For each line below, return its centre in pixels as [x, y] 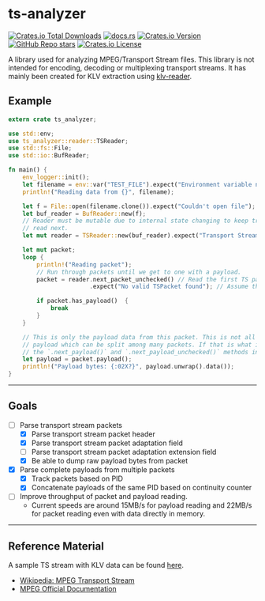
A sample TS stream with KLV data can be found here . [96, 565]
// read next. [45, 229]
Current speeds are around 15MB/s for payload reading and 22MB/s [142, 505]
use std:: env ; [32, 134]
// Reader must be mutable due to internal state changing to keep [135, 221]
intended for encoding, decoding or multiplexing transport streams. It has [127, 67]
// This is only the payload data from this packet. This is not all [139, 337]
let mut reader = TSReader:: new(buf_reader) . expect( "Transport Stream [141, 236]
